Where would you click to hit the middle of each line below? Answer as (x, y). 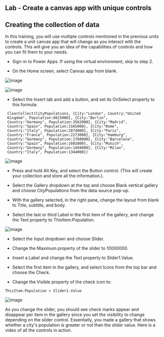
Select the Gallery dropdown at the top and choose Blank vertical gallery (85, 185)
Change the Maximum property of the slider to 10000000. (70, 248)
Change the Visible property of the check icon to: (62, 282)
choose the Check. (31, 272)
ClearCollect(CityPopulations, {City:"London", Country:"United (74, 114)
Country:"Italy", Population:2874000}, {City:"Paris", (64, 131)
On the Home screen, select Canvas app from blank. (65, 71)
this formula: (25, 105)
